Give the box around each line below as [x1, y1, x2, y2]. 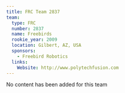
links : [11, 59, 28, 65]
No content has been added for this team [6, 81, 108, 88]
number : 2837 [11, 25, 44, 32]
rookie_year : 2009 [11, 37, 58, 43]
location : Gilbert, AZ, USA [11, 43, 82, 49]
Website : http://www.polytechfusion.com [17, 64, 119, 71]
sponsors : [11, 48, 36, 54]
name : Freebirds [11, 31, 52, 37]
